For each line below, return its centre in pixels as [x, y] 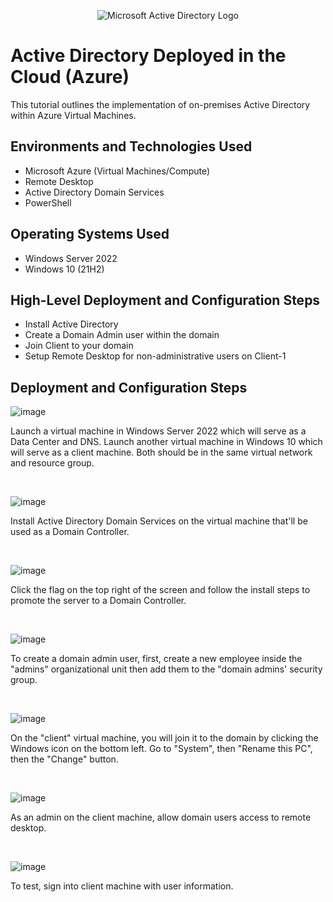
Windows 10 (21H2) [64, 269]
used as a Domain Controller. [70, 532]
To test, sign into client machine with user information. [122, 886]
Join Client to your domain [79, 346]
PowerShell [48, 202]
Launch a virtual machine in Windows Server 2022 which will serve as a [158, 431]
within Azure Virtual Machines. [73, 115]
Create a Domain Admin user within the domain [122, 335]
